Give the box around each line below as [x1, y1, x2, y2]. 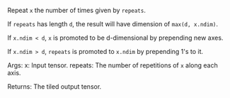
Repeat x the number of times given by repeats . [7, 6, 146, 14]
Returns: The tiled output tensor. [7, 82, 102, 91]
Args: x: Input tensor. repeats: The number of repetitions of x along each [7, 61, 218, 70]
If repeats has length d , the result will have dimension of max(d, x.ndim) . [7, 20, 218, 28]
